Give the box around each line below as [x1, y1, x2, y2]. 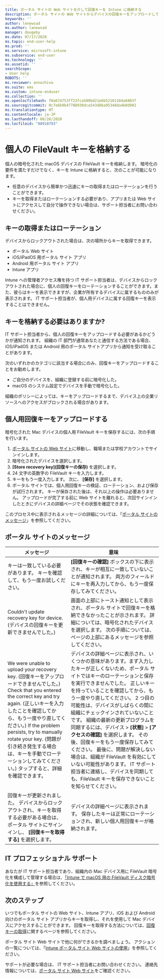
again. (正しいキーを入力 [7, 700, 64, 707]
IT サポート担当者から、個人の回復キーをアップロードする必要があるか [5, 332, 147, 337]
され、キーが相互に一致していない [70, 566, 149, 572]
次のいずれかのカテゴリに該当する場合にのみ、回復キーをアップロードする [5, 360, 155, 366]
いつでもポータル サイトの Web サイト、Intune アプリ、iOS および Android [5, 910, 155, 916]
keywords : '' [5, 16, 32, 21]
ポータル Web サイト [12, 248, 54, 254]
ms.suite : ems [5, 84, 34, 90]
